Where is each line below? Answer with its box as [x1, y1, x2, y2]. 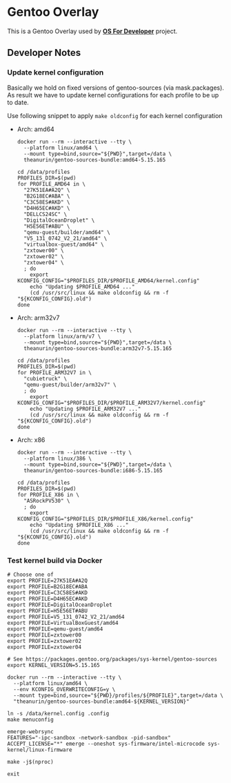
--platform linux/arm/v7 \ [23, 333, 101, 340]
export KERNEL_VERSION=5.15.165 [7, 661, 100, 668]
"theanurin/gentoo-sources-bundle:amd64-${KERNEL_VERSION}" [13, 698, 190, 705]
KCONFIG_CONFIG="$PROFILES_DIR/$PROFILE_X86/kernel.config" [17, 515, 194, 522]
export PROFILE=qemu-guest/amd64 [7, 626, 103, 632]
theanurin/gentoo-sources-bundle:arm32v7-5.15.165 [23, 345, 172, 352]
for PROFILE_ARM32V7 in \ [17, 369, 92, 376]
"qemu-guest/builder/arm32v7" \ [23, 381, 117, 388]
